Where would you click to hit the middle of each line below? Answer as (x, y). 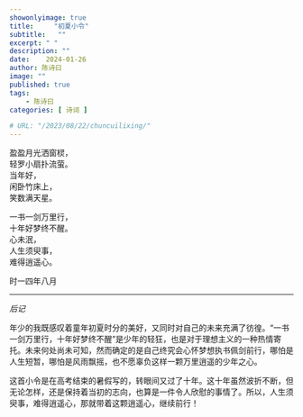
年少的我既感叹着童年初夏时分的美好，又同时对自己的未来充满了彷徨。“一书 (150, 328)
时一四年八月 (33, 281)
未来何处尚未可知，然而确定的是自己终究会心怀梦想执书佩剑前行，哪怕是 (159, 350)
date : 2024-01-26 (48, 59)
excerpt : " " (34, 43)
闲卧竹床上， (33, 186)
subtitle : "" (38, 34)
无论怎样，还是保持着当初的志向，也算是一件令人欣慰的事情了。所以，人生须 (151, 392)
